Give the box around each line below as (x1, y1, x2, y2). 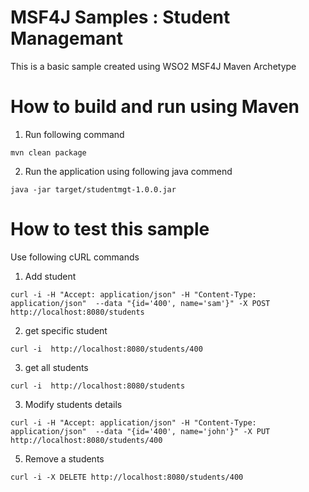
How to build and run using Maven (10, 96, 300, 118)
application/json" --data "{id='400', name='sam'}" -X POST (10, 298, 271, 308)
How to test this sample (10, 218, 210, 241)
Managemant (10, 27, 123, 50)
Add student (24, 270, 77, 282)
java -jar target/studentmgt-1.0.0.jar (10, 184, 177, 195)
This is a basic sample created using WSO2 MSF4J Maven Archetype (10, 60, 297, 72)
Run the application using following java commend (24, 165, 233, 177)
